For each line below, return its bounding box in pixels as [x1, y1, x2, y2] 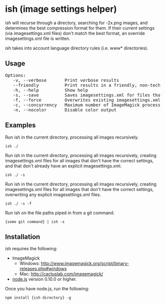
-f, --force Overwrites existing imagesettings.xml [13, 97, 161, 103]
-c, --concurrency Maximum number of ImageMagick [13, 102, 140, 108]
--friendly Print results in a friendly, [13, 82, 137, 88]
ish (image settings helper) [5, 3, 117, 15]
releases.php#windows [19, 266, 67, 272]
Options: [5, 73, 26, 78]
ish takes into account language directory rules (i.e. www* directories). [5, 45, 149, 51]
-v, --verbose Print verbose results [13, 77, 119, 83]
